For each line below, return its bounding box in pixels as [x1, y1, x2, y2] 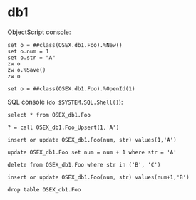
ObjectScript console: [7, 28, 71, 36]
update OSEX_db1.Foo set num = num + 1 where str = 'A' [7, 149, 177, 156]
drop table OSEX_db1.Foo [7, 186, 81, 193]
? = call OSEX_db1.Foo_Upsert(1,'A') [7, 124, 120, 131]
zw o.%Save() [7, 66, 46, 73]
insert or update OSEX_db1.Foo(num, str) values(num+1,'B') [7, 174, 190, 181]
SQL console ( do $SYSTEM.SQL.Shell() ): [7, 98, 123, 106]
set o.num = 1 [7, 48, 50, 55]
